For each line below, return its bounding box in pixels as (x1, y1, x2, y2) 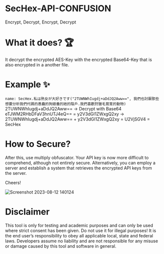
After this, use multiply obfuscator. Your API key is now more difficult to (5, 154, 149, 160)
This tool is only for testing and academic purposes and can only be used (5, 222, 153, 228)
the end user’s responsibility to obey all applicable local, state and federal (5, 233, 153, 238)
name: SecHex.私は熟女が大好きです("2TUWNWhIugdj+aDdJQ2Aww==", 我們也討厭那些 (5, 96, 159, 101)
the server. (5, 170, 27, 176)
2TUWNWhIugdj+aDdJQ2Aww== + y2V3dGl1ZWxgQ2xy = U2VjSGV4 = (5, 116, 150, 122)
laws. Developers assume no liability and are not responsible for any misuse (5, 238, 158, 244)
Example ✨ (5, 79, 50, 90)
